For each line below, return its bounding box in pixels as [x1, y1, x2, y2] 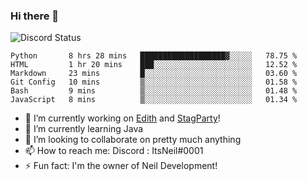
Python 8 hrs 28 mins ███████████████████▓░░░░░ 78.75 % [10, 51, 298, 61]
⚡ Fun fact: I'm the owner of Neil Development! [24, 160, 218, 172]
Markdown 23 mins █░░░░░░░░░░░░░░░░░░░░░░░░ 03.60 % [10, 69, 298, 79]
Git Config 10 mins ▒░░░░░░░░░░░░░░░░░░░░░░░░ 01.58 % [10, 77, 298, 88]
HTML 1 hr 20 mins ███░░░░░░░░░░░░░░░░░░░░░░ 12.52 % [10, 60, 298, 70]
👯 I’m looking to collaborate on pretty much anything [24, 134, 242, 146]
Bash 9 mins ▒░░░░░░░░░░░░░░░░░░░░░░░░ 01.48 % [10, 86, 298, 96]
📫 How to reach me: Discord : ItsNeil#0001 [24, 145, 204, 157]
